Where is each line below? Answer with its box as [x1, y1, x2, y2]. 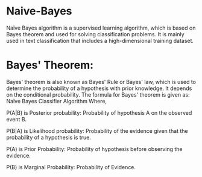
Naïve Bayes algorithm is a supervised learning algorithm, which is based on [6, 24, 196, 31]
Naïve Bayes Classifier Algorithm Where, [6, 97, 107, 105]
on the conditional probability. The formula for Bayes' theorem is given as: [6, 91, 190, 98]
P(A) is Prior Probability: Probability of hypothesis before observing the [6, 145, 183, 152]
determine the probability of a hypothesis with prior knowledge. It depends [6, 85, 192, 92]
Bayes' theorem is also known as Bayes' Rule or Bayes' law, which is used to [6, 78, 197, 85]
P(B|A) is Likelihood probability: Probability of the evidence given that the [6, 127, 188, 134]
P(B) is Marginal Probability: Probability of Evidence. [6, 163, 136, 170]
